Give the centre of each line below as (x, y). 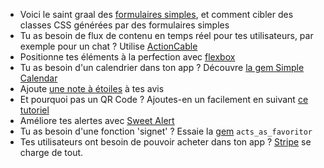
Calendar (38, 78)
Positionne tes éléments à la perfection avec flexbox (127, 57)
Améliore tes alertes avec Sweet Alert (97, 120)
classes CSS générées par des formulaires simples (124, 25)
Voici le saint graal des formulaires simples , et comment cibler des (156, 14)
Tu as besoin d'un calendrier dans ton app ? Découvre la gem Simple (162, 67)
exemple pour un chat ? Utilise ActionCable (108, 46)
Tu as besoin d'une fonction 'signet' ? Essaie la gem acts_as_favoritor (166, 131)
